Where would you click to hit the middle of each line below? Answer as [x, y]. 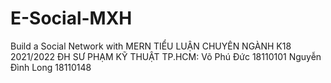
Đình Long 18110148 [51, 67]
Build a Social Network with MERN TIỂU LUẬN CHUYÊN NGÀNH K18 [151, 46]
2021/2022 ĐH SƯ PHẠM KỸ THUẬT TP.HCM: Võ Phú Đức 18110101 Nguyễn [166, 56]
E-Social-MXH [71, 18]
